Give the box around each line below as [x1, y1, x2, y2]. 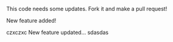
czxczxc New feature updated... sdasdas [6, 29, 108, 36]
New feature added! [6, 17, 57, 24]
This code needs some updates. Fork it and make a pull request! [6, 5, 168, 12]
